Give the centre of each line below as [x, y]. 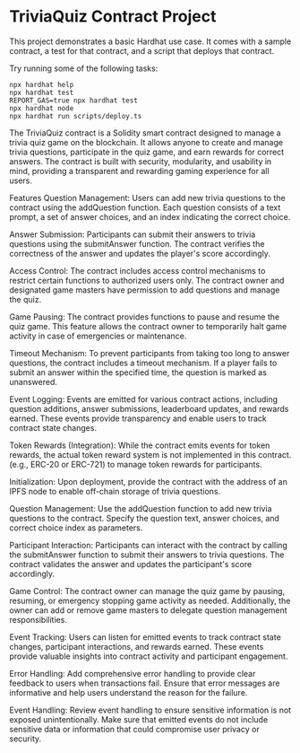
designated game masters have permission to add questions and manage [145, 290]
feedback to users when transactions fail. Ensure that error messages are [145, 683]
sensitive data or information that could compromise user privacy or [134, 729]
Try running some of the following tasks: [84, 68]
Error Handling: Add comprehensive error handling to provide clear [133, 673]
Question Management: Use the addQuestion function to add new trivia [141, 508]
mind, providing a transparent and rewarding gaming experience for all [140, 171]
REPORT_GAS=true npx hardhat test [74, 101]
